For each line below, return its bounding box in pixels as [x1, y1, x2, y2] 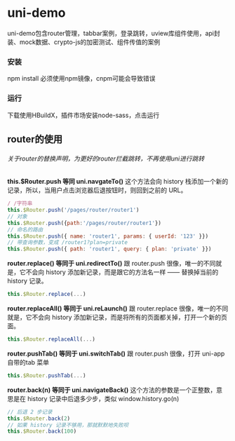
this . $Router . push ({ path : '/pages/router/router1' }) [7, 219, 161, 226]
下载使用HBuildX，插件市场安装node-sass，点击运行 [7, 111, 160, 119]
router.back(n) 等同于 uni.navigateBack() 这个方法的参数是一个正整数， [7, 386, 217, 394]
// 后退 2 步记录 [7, 408, 53, 415]
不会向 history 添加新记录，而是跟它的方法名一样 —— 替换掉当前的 [25, 268, 219, 276]
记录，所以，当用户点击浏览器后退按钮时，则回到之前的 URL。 [7, 186, 187, 194]
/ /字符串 [7, 200, 33, 208]
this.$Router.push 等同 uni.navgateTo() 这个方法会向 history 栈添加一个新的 [7, 177, 229, 186]
